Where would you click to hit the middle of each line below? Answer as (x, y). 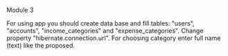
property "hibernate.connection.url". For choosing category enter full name (114, 38)
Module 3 (20, 10)
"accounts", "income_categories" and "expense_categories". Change (105, 31)
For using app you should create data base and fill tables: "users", (100, 23)
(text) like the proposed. (41, 45)
